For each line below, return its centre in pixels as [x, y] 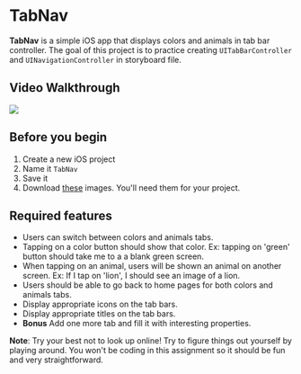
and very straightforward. [56, 360]
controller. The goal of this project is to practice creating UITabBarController [150, 49]
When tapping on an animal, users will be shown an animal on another [152, 266]
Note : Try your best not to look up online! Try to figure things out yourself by [150, 341]
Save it [35, 178]
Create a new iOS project [69, 159]
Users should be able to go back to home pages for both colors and [148, 285]
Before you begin [58, 137]
